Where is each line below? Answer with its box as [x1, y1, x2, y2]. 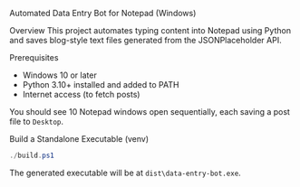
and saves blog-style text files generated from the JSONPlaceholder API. [9, 35, 283, 45]
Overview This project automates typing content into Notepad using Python [9, 25, 292, 35]
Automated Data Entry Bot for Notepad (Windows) [9, 8, 197, 18]
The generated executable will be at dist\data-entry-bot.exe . [9, 167, 242, 178]
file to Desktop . [9, 117, 64, 126]
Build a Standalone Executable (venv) [9, 134, 150, 144]
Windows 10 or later [22, 70, 97, 80]
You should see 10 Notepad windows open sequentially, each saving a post [9, 107, 290, 117]
